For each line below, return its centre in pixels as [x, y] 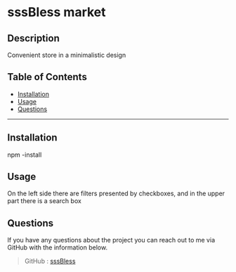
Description [33, 38]
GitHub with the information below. [57, 247]
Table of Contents [47, 77]
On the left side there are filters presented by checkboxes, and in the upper [116, 193]
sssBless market [57, 12]
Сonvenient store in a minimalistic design [67, 55]
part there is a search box [45, 201]
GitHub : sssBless [50, 261]
